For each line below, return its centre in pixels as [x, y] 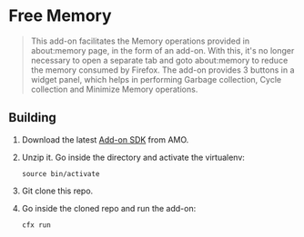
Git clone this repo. [57, 191]
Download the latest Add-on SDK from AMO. [105, 139]
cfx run [36, 225]
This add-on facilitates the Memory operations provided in [140, 41]
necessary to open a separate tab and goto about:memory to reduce [159, 60]
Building [32, 118]
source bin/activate [61, 173]
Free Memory [60, 16]
